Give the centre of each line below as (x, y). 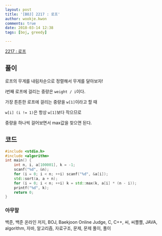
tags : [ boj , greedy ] (26, 32)
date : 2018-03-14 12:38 (29, 28)
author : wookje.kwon (26, 19)
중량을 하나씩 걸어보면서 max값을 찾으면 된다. (48, 123)
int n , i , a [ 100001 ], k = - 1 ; (45, 165)
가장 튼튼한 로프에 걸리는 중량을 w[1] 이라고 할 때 (51, 102)
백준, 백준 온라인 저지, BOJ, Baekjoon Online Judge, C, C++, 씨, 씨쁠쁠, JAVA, (81, 222)
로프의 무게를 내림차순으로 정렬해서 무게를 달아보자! (54, 81)
